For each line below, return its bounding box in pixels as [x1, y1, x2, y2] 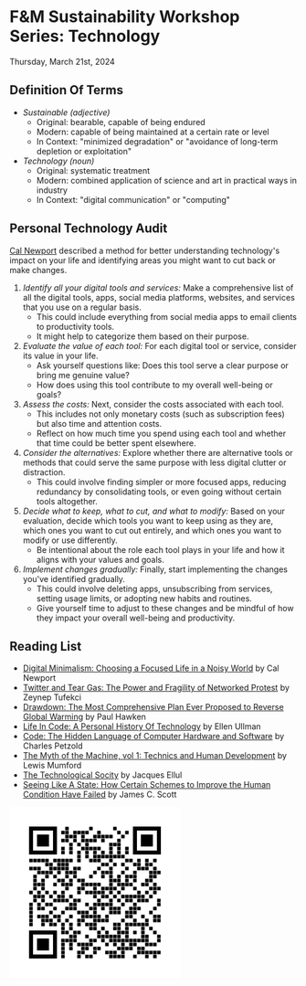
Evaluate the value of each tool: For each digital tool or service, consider [22, 340, 297, 351]
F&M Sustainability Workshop [9, 6, 240, 27]
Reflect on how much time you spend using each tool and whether [36, 428, 287, 439]
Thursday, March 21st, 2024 [9, 56, 116, 67]
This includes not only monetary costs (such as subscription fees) [36, 408, 285, 419]
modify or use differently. [22, 535, 119, 546]
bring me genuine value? [36, 369, 130, 380]
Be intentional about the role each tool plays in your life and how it [36, 544, 285, 555]
